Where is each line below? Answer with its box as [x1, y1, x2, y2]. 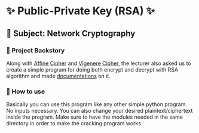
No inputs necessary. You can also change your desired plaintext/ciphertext [6, 107, 193, 115]
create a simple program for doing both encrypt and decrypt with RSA [6, 66, 178, 73]
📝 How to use [6, 87, 45, 95]
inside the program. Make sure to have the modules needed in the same [6, 113, 183, 120]
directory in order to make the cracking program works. [6, 120, 143, 127]
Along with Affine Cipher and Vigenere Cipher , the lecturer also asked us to [6, 60, 191, 67]
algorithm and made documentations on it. [6, 72, 111, 79]
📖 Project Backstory [6, 46, 65, 54]
